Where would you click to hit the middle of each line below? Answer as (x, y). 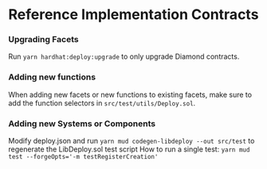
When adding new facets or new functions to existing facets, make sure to (130, 94)
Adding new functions (52, 77)
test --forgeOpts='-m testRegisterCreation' (83, 157)
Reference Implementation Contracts (133, 15)
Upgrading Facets (43, 40)
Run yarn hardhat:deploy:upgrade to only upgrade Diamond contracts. (124, 56)
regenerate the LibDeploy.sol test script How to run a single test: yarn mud (129, 149)
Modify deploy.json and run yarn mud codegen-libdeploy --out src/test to (132, 141)
